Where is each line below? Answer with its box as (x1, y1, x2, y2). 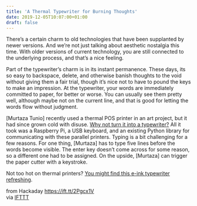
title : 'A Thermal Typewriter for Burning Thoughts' (6, 8, 138, 15)
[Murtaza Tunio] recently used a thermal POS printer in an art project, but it (6, 115, 188, 122)
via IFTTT (6, 194, 29, 201)
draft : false (6, 19, 38, 25)
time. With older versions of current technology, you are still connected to (6, 48, 184, 55)
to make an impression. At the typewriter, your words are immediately (6, 85, 174, 92)
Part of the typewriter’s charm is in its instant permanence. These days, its (6, 66, 186, 73)
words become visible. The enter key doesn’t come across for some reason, (6, 146, 190, 153)
